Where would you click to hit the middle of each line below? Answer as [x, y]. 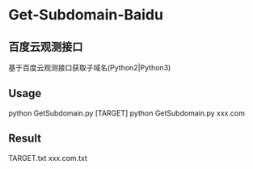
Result [25, 139]
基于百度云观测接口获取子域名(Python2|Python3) [90, 68]
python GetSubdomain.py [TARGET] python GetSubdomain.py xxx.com [126, 113]
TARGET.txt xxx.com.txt [48, 158]
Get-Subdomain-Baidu [86, 15]
